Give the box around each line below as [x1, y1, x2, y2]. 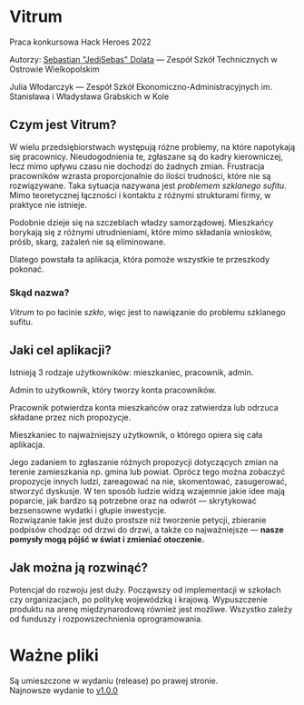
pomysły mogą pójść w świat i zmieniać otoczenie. [9, 533, 205, 544]
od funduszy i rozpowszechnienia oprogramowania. [9, 613, 203, 624]
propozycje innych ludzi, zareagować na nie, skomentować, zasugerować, [9, 475, 288, 487]
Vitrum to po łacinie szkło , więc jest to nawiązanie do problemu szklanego [9, 307, 286, 318]
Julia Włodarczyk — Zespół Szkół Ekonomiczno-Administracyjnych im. [9, 81, 273, 92]
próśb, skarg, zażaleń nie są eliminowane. [9, 236, 166, 247]
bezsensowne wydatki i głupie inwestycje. [9, 504, 167, 515]
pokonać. [9, 263, 44, 274]
